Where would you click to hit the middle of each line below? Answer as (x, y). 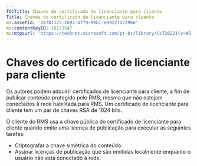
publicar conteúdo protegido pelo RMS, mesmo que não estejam (84, 98)
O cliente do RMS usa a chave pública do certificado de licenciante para (94, 122)
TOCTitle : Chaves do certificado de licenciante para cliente (84, 11)
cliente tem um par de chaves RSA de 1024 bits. (64, 110)
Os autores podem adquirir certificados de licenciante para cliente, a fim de (98, 91)
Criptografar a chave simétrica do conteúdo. (68, 145)
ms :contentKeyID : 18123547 (39, 28)
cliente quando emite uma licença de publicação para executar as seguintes (98, 128)
